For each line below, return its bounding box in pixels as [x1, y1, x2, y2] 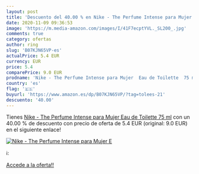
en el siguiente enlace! [6, 126, 61, 133]
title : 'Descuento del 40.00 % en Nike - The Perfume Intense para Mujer [6, 14, 192, 20]
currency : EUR [6, 58, 41, 64]
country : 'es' [6, 81, 41, 87]
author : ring [6, 42, 38, 48]
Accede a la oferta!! [6, 161, 54, 168]
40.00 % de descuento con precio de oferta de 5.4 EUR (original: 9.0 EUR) [6, 119, 188, 126]
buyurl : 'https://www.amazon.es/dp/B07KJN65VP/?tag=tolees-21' [6, 91, 166, 97]
